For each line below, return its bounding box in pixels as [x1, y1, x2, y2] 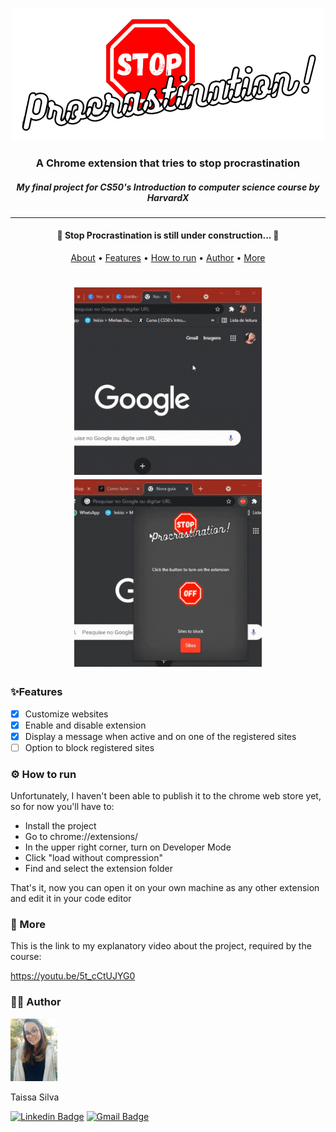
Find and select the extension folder [24, 863, 174, 875]
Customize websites [24, 708, 109, 720]
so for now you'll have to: [10, 801, 115, 813]
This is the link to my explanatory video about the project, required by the [10, 940, 312, 952]
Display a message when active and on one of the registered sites [24, 730, 297, 742]
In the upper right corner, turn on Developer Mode [24, 841, 232, 853]
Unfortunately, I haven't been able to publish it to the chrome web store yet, [10, 790, 322, 802]
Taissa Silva [10, 1091, 60, 1103]
